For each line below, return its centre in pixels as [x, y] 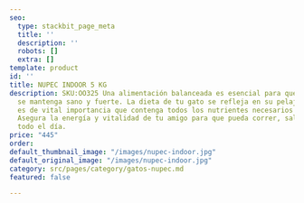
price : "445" [34, 135]
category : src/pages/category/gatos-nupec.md [96, 169]
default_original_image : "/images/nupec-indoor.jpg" [111, 160]
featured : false [40, 177]
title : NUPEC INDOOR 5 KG [58, 85]
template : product [44, 69]
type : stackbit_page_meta [66, 26]
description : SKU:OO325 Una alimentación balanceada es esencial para [145, 93]
